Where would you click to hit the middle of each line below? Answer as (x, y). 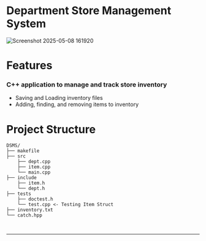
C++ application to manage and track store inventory (87, 85)
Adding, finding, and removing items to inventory (77, 104)
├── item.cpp (34, 167)
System (26, 24)
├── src (16, 156)
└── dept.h (31, 189)
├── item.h (31, 183)
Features (29, 66)
